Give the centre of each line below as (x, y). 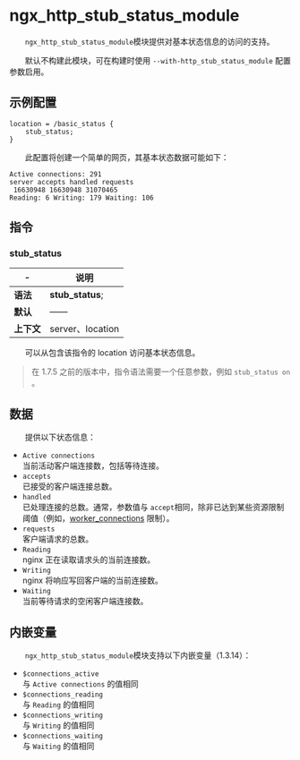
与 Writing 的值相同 (58, 725)
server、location (85, 329)
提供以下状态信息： (60, 437)
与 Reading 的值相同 (58, 704)
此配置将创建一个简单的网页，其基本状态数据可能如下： (127, 157)
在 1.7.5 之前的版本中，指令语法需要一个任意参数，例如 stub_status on (161, 371)
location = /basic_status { (62, 124)
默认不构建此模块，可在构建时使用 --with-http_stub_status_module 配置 (158, 60)
